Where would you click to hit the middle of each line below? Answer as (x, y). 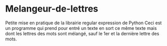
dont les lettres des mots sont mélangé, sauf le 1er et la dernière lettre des (82, 33)
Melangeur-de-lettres (52, 9)
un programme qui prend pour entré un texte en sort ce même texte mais (81, 28)
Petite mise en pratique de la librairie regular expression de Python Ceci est (83, 23)
